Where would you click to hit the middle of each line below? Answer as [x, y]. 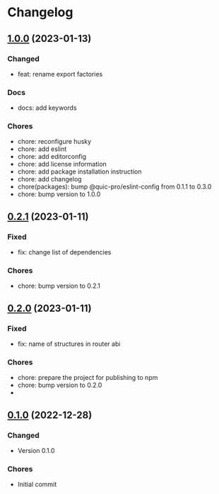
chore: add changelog [50, 179]
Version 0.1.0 [36, 451]
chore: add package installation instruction [79, 172]
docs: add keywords [47, 108]
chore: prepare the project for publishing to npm [88, 378]
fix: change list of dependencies [64, 252]
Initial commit [37, 484]
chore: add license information [62, 164]
